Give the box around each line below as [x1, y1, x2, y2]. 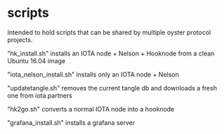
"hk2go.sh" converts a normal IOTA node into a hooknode [7, 105, 175, 113]
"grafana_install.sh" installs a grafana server [7, 118, 136, 127]
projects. [7, 35, 33, 43]
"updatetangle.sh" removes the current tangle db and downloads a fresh [7, 83, 218, 92]
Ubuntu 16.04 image [7, 56, 65, 65]
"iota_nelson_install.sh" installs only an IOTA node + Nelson [7, 70, 179, 79]
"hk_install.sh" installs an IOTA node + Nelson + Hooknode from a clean [7, 49, 215, 58]
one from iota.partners [7, 91, 72, 100]
